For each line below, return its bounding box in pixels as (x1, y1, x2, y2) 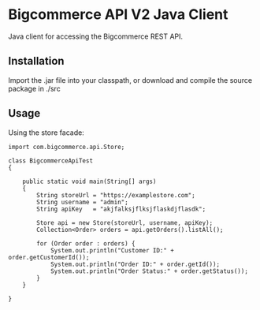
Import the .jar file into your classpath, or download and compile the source (8, 75, 253, 84)
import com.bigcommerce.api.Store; (8, 143, 125, 151)
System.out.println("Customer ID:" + (50, 246, 175, 254)
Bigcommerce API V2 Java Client (8, 6, 228, 24)
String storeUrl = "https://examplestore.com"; (36, 191, 195, 199)
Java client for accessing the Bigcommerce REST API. (8, 32, 184, 41)
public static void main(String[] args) (22, 177, 157, 185)
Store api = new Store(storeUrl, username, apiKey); (36, 218, 214, 226)
